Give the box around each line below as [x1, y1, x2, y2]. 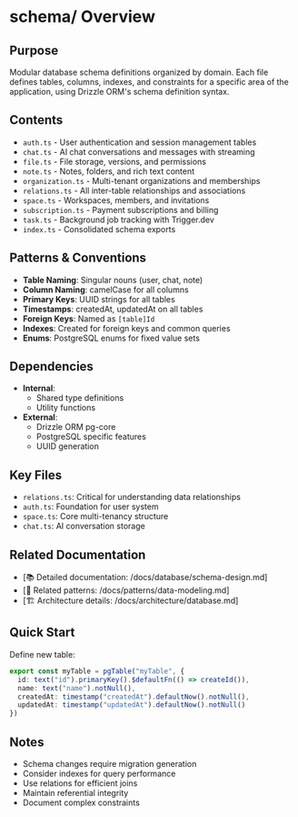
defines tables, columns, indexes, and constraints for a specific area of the [9, 77, 289, 87]
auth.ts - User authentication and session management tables [22, 137, 257, 148]
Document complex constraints [22, 797, 141, 808]
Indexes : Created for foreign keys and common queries [22, 322, 231, 333]
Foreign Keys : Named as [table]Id [22, 312, 155, 324]
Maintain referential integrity [22, 787, 129, 798]
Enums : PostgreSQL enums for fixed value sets [22, 332, 200, 343]
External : [22, 412, 58, 423]
